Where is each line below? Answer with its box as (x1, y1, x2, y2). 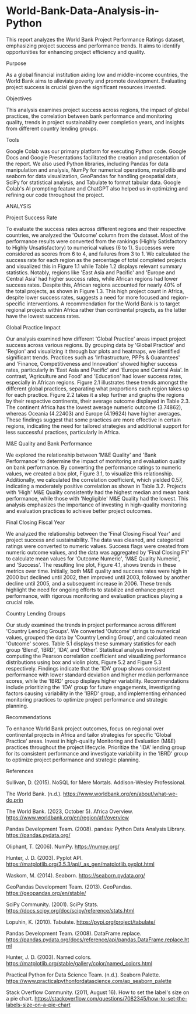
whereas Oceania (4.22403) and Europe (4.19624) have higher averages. (6, 410, 182, 417)
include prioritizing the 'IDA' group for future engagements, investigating (6, 683, 180, 690)
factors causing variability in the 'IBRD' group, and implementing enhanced (6, 690, 187, 697)
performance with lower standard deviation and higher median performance (6, 671, 188, 678)
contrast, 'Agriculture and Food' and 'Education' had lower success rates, (6, 372, 183, 379)
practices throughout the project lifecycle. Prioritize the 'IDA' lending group (6, 743, 186, 751)
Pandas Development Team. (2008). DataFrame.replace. (6, 930, 142, 937)
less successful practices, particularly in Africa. (6, 428, 121, 435)
